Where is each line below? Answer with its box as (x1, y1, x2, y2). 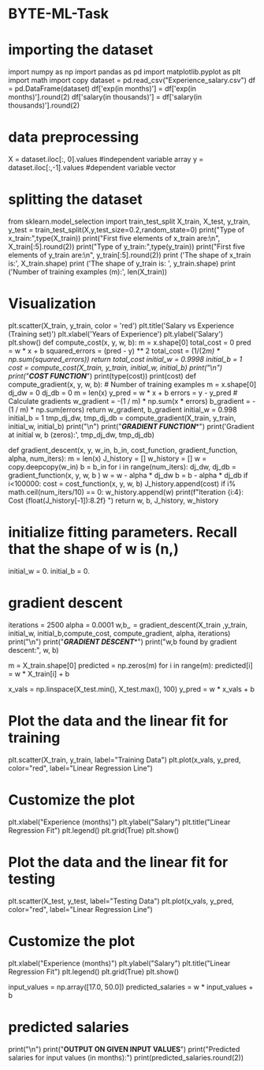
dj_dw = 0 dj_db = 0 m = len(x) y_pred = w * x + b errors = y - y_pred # (8, 388, 238, 397)
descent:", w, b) (8, 645, 59, 654)
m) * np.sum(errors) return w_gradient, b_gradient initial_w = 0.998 (19, 405, 238, 414)
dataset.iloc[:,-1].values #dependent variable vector (8, 163, 176, 172)
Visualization (8, 295, 96, 313)
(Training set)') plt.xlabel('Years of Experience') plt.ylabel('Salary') (8, 329, 223, 338)
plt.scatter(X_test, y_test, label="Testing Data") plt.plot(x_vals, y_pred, (8, 896, 234, 906)
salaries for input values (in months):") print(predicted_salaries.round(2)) (8, 1053, 244, 1062)
